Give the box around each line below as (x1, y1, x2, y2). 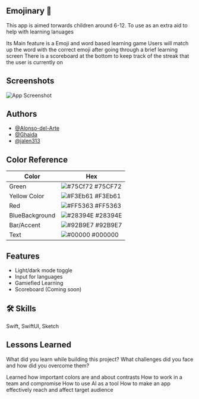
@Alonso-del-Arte (14, 124, 60, 132)
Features (6, 251, 40, 261)
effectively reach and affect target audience (6, 386, 114, 393)
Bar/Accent (9, 221, 40, 229)
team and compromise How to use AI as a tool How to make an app (6, 379, 171, 387)
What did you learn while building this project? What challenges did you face (6, 356, 194, 363)
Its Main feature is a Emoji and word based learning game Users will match (6, 39, 189, 46)
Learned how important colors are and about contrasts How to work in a (6, 373, 183, 381)
